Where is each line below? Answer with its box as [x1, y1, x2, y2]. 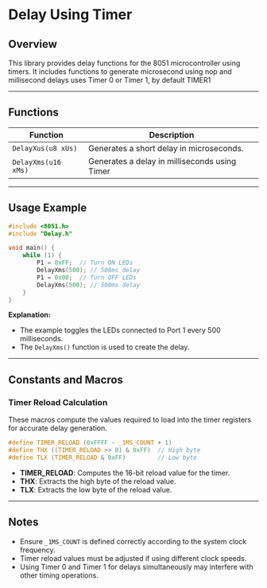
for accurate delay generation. [8, 423, 107, 433]
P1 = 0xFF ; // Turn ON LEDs [37, 259, 133, 267]
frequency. [19, 545, 56, 555]
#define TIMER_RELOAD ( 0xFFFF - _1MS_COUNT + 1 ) [8, 439, 172, 447]
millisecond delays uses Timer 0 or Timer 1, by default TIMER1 [8, 76, 211, 84]
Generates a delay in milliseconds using [88, 155, 237, 166]
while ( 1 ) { [22, 251, 62, 259]
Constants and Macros [8, 372, 123, 387]
